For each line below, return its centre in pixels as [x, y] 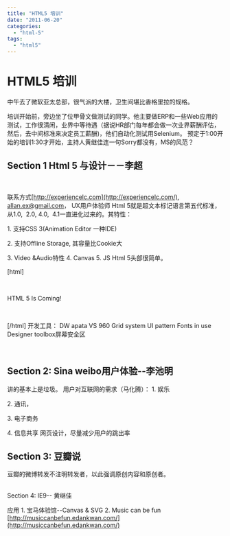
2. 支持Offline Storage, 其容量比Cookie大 [65, 243]
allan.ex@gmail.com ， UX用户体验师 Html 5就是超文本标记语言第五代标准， [114, 205]
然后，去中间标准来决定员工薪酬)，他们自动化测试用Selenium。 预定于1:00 [112, 133]
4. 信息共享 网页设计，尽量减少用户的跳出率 [69, 432]
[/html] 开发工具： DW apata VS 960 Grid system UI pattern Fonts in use [109, 325]
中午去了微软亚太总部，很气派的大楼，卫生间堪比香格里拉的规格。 [100, 102]
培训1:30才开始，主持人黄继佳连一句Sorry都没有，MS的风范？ [106, 142]
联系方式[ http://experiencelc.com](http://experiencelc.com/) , [93, 197]
